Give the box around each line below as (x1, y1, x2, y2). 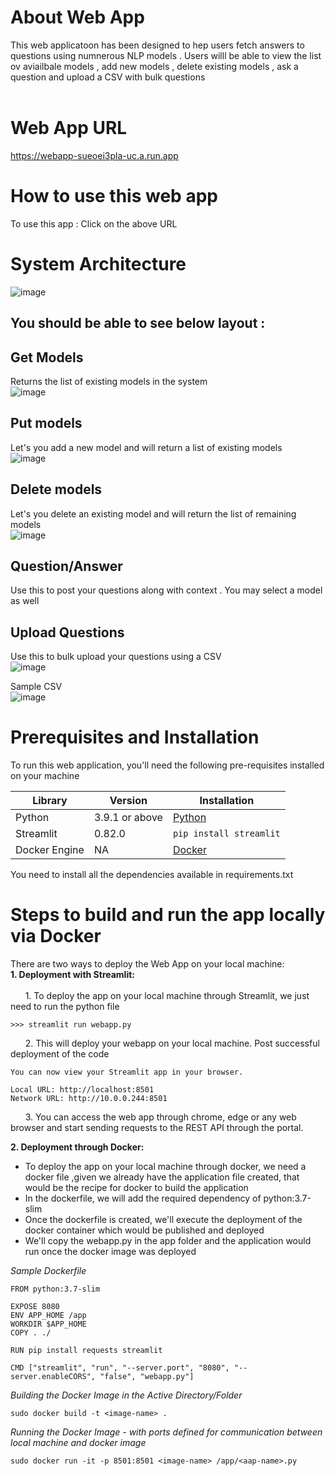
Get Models (10, 349, 84, 366)
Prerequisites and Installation (10, 726, 260, 749)
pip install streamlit (172, 828, 281, 840)
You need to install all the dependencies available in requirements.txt (10, 869, 294, 881)
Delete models (10, 481, 103, 498)
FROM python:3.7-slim (10, 1284, 101, 1295)
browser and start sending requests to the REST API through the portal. (10, 1122, 304, 1134)
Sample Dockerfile (10, 1265, 87, 1277)
